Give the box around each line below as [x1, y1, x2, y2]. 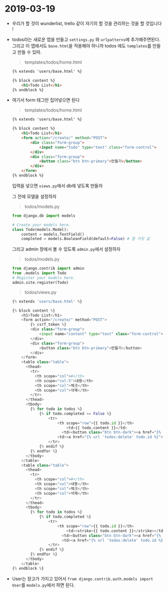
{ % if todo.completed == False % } [39, 411, 112, 416]
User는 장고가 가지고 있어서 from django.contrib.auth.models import [12, 575, 153, 581]
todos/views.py [24, 289, 57, 295]
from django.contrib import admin [12, 266, 85, 271]
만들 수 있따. [17, 49, 42, 55]
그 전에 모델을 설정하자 [12, 193, 57, 199]
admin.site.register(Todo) [12, 280, 69, 285]
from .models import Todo [12, 271, 66, 276]
